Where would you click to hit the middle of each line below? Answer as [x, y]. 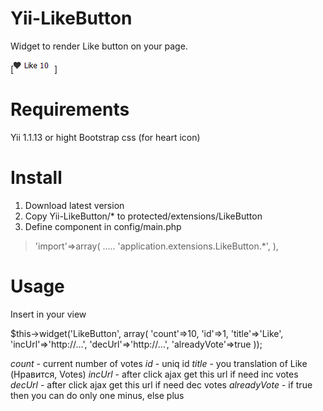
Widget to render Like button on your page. [99, 46]
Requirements [70, 109]
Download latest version [74, 205]
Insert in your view [48, 314]
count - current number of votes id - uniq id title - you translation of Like [159, 363]
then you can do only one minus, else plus [97, 395]
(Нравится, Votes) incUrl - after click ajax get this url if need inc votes [154, 374]
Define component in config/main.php [103, 226]
